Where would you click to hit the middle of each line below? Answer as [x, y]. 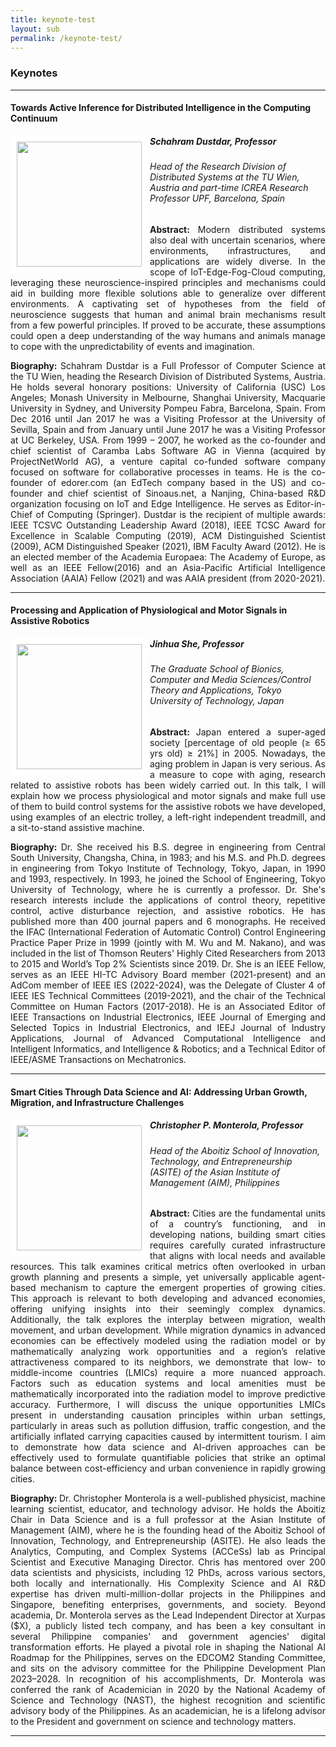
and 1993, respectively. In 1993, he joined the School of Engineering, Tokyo [168, 879]
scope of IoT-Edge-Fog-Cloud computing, [237, 272]
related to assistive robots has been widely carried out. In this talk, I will [168, 785]
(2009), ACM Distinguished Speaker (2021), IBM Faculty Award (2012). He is [168, 546]
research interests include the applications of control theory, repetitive [168, 900]
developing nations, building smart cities [237, 1235]
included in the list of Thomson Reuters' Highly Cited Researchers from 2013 [168, 953]
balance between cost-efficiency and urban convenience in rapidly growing [168, 1468]
